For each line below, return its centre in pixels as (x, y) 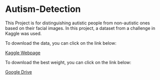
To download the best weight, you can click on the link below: (68, 62)
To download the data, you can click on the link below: (61, 43)
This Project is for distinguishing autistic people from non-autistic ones (78, 23)
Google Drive (19, 72)
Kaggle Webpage (23, 53)
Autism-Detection (43, 9)
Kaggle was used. (24, 33)
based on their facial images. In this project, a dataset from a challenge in (80, 28)
